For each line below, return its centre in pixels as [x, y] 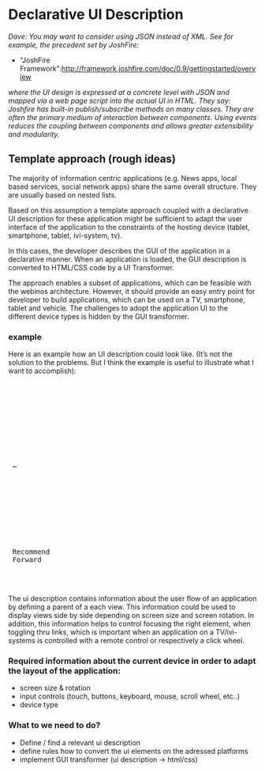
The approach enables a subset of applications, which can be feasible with [130, 283]
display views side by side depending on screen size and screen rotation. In [131, 616]
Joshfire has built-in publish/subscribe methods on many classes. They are [131, 109]
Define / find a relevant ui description [80, 742]
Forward [27, 560]
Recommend [31, 552]
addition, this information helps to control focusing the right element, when [129, 624]
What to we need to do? [54, 725]
